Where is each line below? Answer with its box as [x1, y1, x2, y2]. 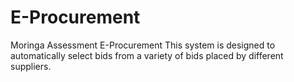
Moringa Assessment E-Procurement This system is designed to [10, 39, 276, 51]
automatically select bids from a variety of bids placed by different [10, 49, 284, 61]
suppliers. [10, 60, 52, 72]
